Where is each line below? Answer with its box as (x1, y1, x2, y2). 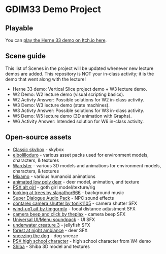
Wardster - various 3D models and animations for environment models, (12, 162, 161, 168)
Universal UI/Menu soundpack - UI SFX (12, 216, 95, 223)
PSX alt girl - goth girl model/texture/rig (12, 184, 95, 190)
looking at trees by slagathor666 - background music (12, 189, 124, 196)
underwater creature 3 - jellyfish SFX (12, 222, 90, 228)
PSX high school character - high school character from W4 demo (12, 238, 151, 244)
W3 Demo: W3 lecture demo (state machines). (12, 102, 110, 108)
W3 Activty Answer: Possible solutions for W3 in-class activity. (12, 107, 145, 114)
